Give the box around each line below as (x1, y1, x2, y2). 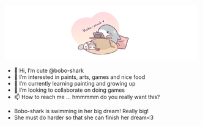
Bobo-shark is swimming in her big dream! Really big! (13, 108, 149, 115)
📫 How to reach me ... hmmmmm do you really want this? (13, 94, 160, 101)
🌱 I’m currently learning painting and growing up (13, 80, 136, 87)
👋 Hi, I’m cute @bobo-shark (13, 67, 84, 75)
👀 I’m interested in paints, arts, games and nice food (13, 73, 146, 81)
